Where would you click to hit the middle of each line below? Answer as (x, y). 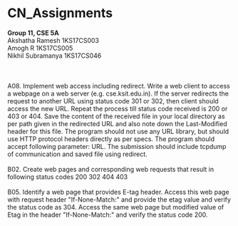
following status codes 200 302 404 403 (68, 177)
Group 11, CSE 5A (33, 33)
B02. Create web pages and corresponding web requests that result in (111, 169)
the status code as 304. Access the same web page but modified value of (116, 207)
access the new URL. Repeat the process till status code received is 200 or (118, 108)
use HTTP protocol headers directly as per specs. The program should (111, 139)
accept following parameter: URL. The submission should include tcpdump (117, 146)
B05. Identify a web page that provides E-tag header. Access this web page (118, 192)
